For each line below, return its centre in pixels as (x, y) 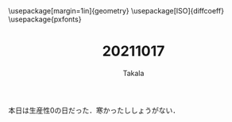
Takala (133, 73)
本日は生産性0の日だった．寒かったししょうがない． (94, 110)
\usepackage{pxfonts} (45, 19)
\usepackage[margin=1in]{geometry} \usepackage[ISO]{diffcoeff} (116, 11)
